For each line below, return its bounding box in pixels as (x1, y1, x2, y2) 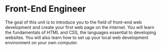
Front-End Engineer (5, 3, 86, 14)
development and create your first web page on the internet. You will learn (5, 24, 155, 30)
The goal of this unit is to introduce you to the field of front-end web (5, 19, 142, 25)
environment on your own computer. (5, 39, 78, 45)
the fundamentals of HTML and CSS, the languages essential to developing (5, 29, 156, 35)
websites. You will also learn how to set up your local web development (5, 35, 149, 40)
